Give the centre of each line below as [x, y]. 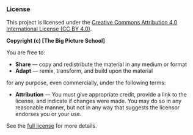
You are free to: [26, 53]
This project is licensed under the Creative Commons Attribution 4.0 [92, 23]
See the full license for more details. [52, 126]
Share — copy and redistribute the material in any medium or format [101, 64]
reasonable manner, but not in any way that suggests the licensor [97, 108]
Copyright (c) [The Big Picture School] [56, 41]
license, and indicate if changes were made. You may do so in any [98, 101]
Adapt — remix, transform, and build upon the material [84, 71]
